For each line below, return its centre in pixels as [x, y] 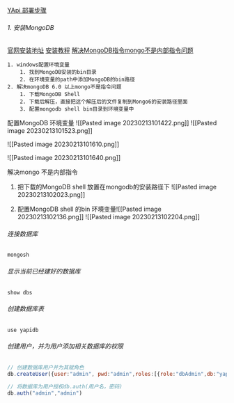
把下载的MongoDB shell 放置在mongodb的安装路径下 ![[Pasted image [117, 187]
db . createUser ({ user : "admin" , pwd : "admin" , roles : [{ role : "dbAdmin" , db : [112, 374]
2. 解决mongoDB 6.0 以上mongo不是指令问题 [64, 87]
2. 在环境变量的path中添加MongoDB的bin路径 [78, 80]
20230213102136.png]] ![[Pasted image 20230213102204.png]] [108, 217]
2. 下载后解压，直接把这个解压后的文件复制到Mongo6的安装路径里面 [104, 102]
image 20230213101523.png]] [50, 131]
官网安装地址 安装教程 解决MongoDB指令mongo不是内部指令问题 [100, 50]
